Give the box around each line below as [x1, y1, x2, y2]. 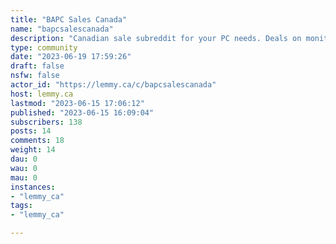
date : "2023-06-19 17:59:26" [10, 52, 132, 62]
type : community [10, 42, 78, 53]
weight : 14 [10, 145, 56, 155]
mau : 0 [10, 172, 38, 183]
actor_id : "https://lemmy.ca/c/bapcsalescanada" [10, 80, 217, 90]
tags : [10, 201, 33, 211]
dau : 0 [10, 154, 38, 164]
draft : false [10, 61, 65, 71]
